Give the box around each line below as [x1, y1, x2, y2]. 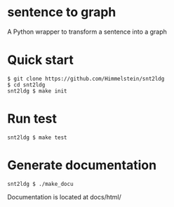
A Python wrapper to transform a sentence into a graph [7, 27, 167, 36]
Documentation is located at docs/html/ [7, 192, 121, 201]
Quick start [7, 52, 74, 68]
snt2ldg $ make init [7, 87, 68, 95]
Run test [7, 111, 58, 127]
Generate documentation [7, 157, 156, 173]
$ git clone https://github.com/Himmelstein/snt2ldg [7, 75, 165, 82]
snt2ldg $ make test [7, 134, 68, 141]
